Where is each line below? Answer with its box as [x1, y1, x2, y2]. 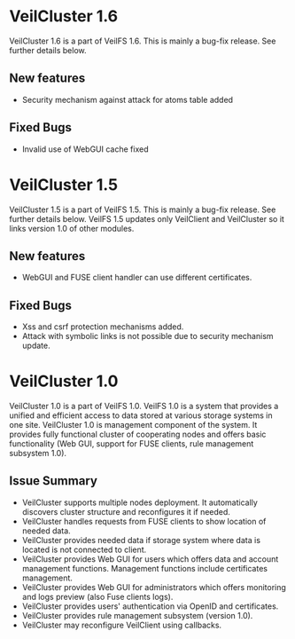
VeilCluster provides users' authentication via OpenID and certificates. [21, 601, 279, 611]
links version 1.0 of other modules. [9, 223, 135, 233]
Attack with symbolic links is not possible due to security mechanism [21, 331, 274, 342]
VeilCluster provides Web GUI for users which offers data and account [21, 553, 279, 564]
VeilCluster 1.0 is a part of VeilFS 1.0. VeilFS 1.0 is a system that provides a [9, 401, 279, 412]
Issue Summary [9, 473, 97, 489]
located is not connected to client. [21, 544, 147, 555]
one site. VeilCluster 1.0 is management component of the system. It [9, 420, 258, 430]
